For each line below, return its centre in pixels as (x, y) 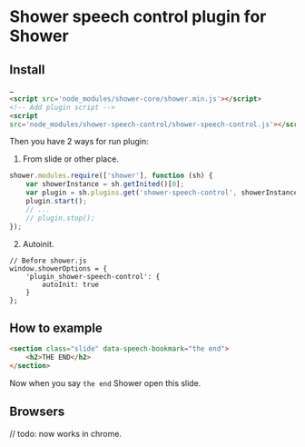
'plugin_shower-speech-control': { (93, 276)
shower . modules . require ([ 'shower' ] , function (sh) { (111, 176)
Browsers (37, 412)
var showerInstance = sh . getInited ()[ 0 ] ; (105, 184)
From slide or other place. (71, 159)
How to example (56, 328)
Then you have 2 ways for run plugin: (79, 142)
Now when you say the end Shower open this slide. (105, 382)
